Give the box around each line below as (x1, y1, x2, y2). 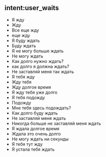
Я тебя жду (11, 74, 35, 79)
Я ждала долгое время (11, 125, 60, 131)
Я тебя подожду (11, 95, 45, 100)
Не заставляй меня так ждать (11, 68, 74, 75)
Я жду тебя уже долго (11, 89, 58, 95)
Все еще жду (11, 27, 40, 33)
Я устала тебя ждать (11, 146, 55, 152)
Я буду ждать (11, 38, 40, 43)
